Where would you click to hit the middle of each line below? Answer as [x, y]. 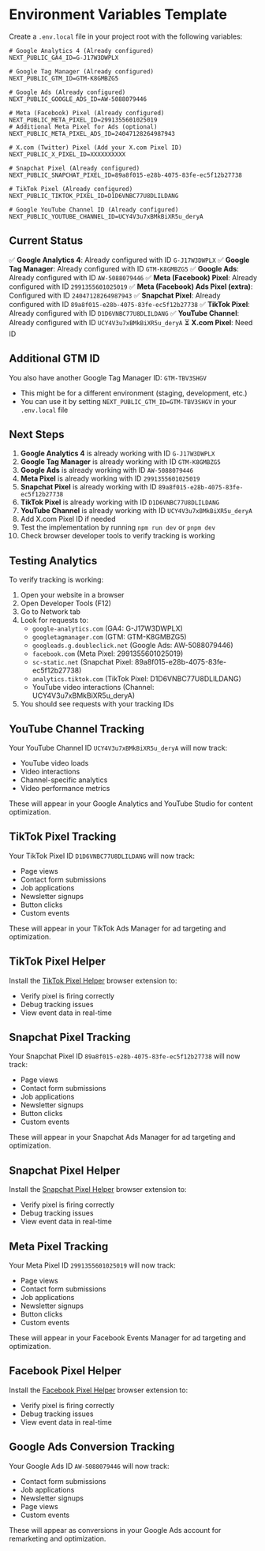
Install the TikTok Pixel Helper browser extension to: [93, 980]
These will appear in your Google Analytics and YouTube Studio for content [131, 804]
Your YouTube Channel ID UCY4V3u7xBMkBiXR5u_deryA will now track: [118, 748]
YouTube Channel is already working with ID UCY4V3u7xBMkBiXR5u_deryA [136, 511]
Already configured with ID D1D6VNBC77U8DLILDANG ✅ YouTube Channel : [124, 313]
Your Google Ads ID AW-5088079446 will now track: [89, 1466]
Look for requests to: [54, 620]
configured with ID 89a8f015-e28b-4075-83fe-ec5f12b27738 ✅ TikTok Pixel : [130, 304]
